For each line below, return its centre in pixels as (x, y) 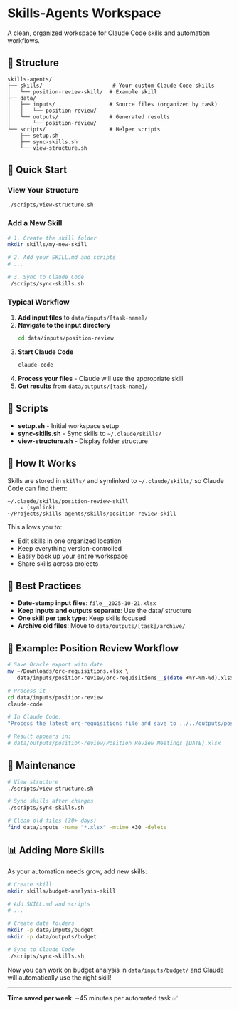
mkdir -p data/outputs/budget (52, 937)
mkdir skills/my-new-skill (47, 245)
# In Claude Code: (34, 717)
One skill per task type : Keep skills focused (82, 618)
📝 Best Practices (44, 585)
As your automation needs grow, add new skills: (77, 871)
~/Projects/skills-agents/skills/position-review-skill (92, 514)
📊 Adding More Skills (56, 851)
